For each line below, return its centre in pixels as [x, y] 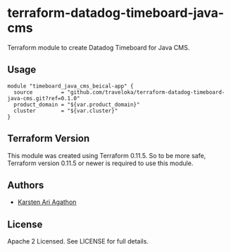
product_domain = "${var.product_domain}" [77, 104]
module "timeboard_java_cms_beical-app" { [70, 86]
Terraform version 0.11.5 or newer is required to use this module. [100, 163]
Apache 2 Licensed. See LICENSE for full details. [78, 241]
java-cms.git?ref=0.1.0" [44, 98]
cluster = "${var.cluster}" [66, 111]
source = [39, 92]
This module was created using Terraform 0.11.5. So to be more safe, [107, 155]
